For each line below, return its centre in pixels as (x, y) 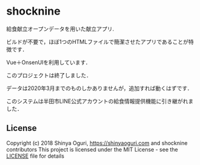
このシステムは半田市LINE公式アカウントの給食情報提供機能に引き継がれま (100, 101)
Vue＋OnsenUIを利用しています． (49, 62)
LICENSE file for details (36, 156)
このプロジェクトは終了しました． (49, 75)
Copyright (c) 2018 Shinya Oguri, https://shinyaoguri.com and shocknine (97, 143)
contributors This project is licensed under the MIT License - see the (92, 149)
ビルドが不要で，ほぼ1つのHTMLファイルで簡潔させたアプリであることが (97, 41)
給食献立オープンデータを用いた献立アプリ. (60, 29)
